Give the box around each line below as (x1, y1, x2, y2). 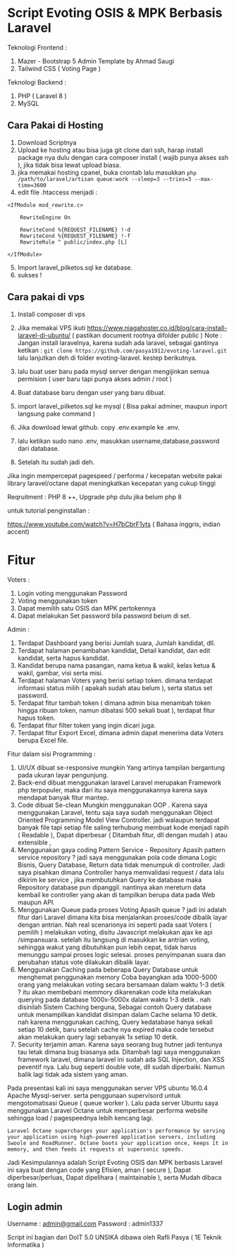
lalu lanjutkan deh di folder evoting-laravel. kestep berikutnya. (17, 354, 197, 362)
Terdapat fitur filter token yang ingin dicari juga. (17, 720, 156, 730)
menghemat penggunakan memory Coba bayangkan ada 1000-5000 (17, 973, 218, 981)
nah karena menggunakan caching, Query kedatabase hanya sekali (17, 1018, 213, 1026)
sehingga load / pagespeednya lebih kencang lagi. (7, 1113, 154, 1122)
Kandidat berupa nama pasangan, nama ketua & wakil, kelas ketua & (17, 661, 216, 670)
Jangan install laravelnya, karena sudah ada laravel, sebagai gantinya (17, 338, 218, 346)
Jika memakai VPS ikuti (17, 323, 86, 332)
